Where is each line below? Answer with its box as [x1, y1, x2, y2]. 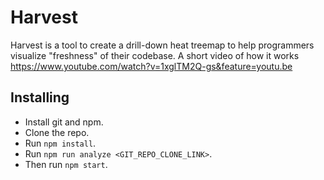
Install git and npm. [24, 116, 104, 128]
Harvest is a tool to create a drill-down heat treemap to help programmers [10, 39, 315, 51]
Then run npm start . [24, 158, 108, 170]
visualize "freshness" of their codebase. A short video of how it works [10, 49, 300, 61]
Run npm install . [24, 137, 97, 149]
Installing [10, 89, 70, 106]
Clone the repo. [24, 126, 90, 138]
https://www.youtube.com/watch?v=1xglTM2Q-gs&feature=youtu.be [10, 60, 293, 72]
